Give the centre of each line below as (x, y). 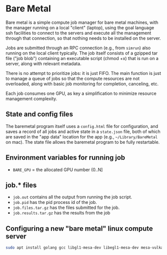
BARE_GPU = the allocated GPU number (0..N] (58, 170)
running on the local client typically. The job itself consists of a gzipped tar (82, 53)
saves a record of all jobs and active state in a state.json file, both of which (83, 131)
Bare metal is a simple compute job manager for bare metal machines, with (82, 22)
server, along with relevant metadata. (44, 64)
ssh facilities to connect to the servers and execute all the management (79, 33)
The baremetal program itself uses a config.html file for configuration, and (82, 126)
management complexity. (31, 98)
